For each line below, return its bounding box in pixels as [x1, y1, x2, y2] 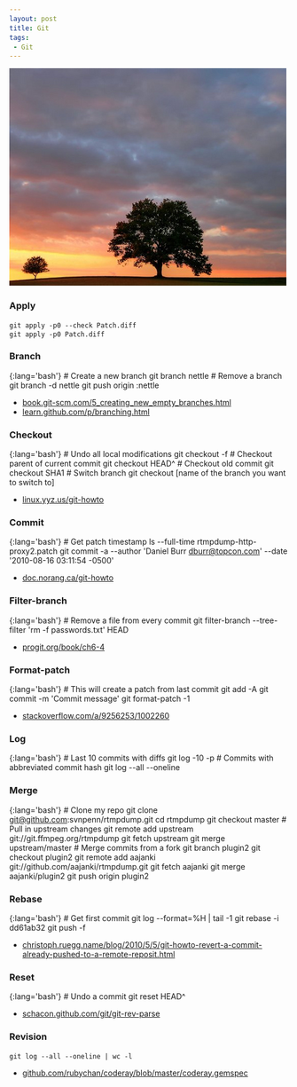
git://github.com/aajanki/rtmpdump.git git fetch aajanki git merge [9, 861, 246, 871]
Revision [9, 1030, 48, 1043]
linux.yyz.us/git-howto [21, 494, 105, 505]
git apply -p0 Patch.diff [9, 329, 105, 339]
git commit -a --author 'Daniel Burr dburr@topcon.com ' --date [59, 546, 288, 556]
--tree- [252, 615, 278, 626]
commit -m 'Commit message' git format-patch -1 [9, 693, 191, 705]
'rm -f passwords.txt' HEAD [27, 624, 129, 634]
